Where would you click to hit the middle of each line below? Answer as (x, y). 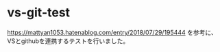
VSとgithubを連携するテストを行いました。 (68, 41)
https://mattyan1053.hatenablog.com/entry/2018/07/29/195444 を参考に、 (112, 32)
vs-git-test (39, 13)
